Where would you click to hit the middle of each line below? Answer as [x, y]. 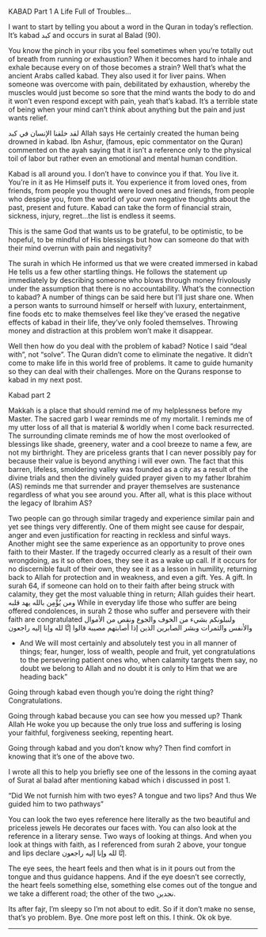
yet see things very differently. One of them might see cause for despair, [126, 527]
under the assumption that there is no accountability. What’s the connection [131, 289]
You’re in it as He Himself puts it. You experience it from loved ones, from [127, 182]
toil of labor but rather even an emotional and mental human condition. [123, 158]
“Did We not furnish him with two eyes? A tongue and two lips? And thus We [133, 796]
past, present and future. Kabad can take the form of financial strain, [120, 208]
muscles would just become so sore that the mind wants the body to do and [132, 93]
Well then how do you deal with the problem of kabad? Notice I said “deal [128, 346]
